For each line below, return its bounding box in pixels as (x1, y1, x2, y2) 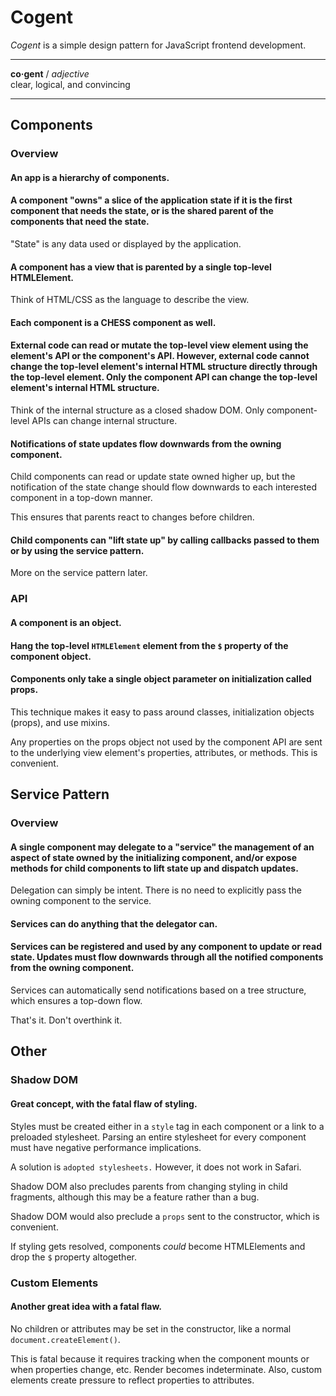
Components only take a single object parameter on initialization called (10, 673, 312, 685)
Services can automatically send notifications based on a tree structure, (10, 984, 307, 996)
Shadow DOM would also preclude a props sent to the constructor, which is (10, 1210, 320, 1222)
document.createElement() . (10, 1333, 121, 1345)
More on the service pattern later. (10, 567, 148, 579)
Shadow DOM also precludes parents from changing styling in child (10, 1180, 288, 1192)
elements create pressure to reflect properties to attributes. (10, 1374, 255, 1386)
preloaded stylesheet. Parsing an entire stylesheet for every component (10, 1131, 307, 1143)
